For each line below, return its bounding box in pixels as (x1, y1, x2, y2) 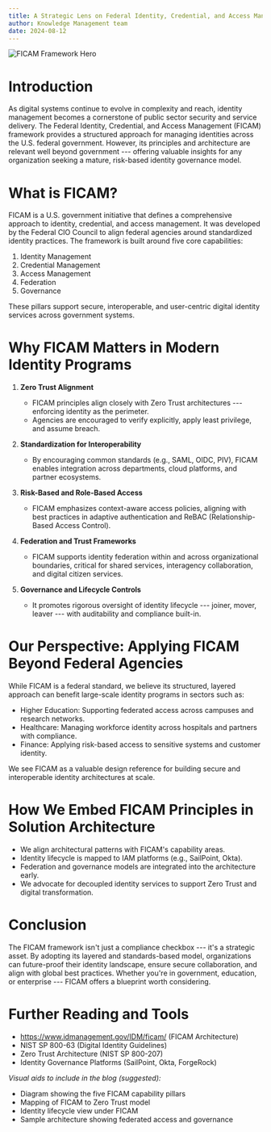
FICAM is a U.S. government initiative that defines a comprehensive (8, 211, 232, 220)
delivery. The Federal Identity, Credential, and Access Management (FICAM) (8, 121, 262, 131)
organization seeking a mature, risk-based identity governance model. (8, 155, 242, 166)
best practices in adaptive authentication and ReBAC (31, 512, 207, 522)
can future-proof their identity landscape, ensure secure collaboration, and (8, 960, 258, 969)
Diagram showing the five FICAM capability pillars (19, 1088, 186, 1098)
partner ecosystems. (31, 472, 102, 482)
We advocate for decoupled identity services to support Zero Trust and (19, 879, 256, 889)
